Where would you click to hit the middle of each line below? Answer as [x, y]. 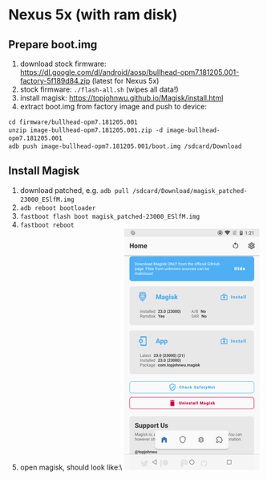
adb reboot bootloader [58, 208]
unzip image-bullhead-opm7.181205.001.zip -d [85, 130]
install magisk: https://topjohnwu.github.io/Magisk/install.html [121, 98]
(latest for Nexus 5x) [125, 81]
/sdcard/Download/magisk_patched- [190, 191]
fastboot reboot [47, 225]
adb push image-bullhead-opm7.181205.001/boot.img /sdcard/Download [125, 146]
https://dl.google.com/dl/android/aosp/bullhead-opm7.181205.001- [129, 72]
